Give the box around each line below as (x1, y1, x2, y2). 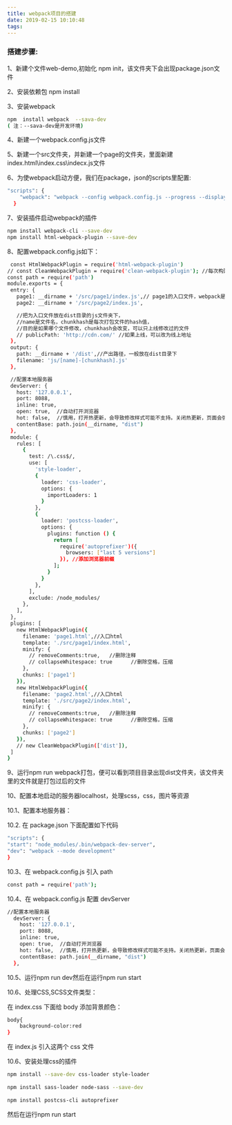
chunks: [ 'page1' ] (22, 672, 76, 679)
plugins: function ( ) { (47, 530, 116, 537)
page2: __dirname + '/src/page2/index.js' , (16, 300, 144, 307)
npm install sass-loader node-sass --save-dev (7, 1084, 144, 1090)
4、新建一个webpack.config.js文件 (7, 135, 106, 144)
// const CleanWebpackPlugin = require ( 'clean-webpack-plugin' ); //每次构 (7, 267, 224, 274)
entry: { (10, 287, 36, 294)
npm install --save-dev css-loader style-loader (7, 1071, 150, 1078)
